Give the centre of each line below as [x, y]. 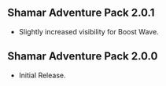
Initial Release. [42, 75]
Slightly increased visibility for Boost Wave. [89, 31]
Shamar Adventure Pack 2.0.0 [83, 57]
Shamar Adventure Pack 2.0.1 [81, 13]
